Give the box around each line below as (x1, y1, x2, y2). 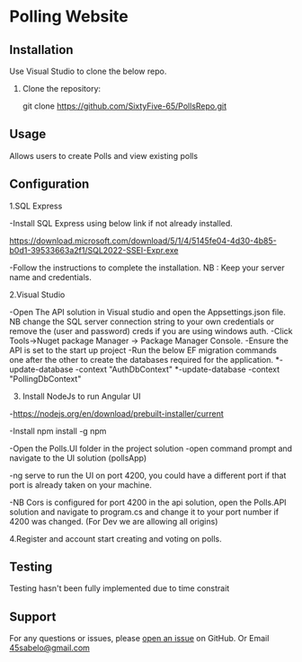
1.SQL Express (9, 200, 63, 211)
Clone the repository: (22, 84, 102, 93)
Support (9, 609, 57, 624)
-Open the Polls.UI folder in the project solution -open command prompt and (9, 443, 293, 454)
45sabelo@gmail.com (9, 642, 90, 653)
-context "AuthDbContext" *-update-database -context (75, 364, 280, 375)
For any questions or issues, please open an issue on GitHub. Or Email (9, 633, 270, 644)
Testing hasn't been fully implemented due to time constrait (9, 583, 230, 594)
